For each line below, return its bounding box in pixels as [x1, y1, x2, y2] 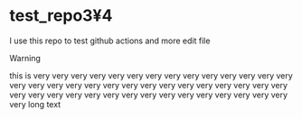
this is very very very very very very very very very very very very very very [9, 69, 294, 81]
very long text [9, 98, 61, 109]
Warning [9, 52, 41, 63]
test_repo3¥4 [9, 5, 113, 26]
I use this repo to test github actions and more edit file [9, 35, 211, 46]
